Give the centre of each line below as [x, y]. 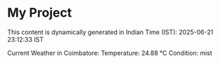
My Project [40, 13]
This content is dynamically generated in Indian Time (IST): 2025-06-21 [110, 32]
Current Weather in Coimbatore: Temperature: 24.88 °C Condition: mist [110, 53]
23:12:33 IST [26, 39]
